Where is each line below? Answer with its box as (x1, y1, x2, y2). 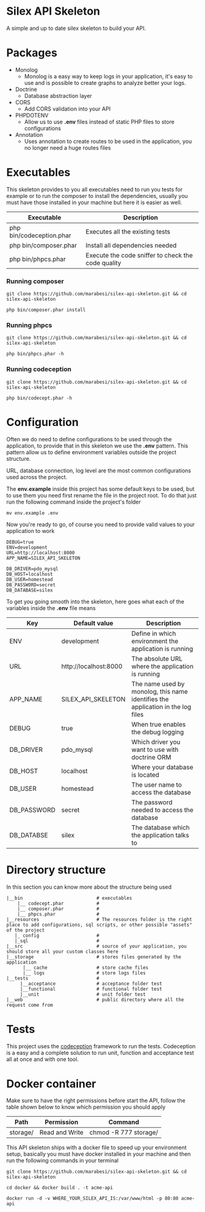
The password (131, 798, 173, 806)
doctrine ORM (131, 753, 171, 762)
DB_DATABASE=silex (6, 587, 53, 593)
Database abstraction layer (24, 92, 93, 99)
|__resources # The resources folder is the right (6, 916, 192, 922)
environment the (131, 637, 179, 645)
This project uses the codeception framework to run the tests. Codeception (6, 1042, 196, 1049)
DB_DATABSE (9, 831, 48, 839)
